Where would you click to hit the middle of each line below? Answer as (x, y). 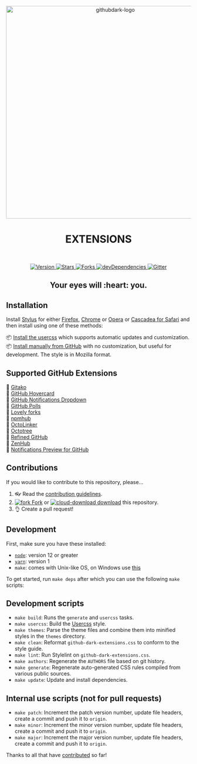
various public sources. (43, 674)
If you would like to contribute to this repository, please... (75, 482)
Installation (27, 305)
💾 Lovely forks (23, 412)
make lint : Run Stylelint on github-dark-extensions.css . (82, 655)
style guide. (29, 649)
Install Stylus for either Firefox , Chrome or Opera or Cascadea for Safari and (98, 319)
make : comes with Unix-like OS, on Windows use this (77, 567)
